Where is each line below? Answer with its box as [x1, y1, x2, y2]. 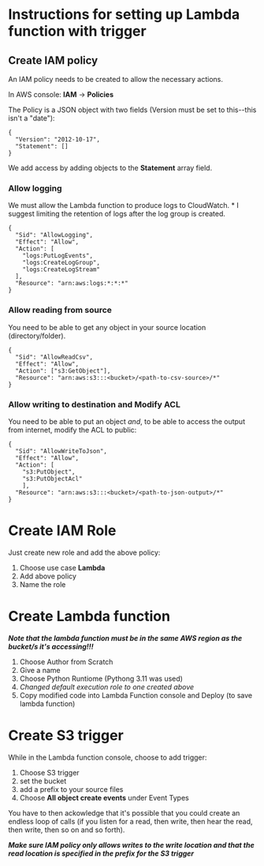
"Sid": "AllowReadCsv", [15, 353, 93, 361]
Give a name [19, 665, 61, 675]
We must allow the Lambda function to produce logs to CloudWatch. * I [8, 201, 239, 210]
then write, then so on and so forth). [8, 825, 125, 834]
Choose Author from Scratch [19, 656, 113, 667]
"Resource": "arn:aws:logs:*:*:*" [15, 280, 128, 288]
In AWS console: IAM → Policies [8, 90, 114, 99]
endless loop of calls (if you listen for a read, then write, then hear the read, [8, 816, 254, 826]
